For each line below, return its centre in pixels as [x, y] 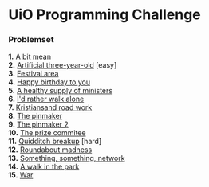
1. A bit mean [30, 56]
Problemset [31, 40]
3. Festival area [34, 74]
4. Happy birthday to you [49, 82]
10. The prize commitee [47, 133]
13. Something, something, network [67, 158]
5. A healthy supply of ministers [61, 91]
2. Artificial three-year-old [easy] [63, 65]
